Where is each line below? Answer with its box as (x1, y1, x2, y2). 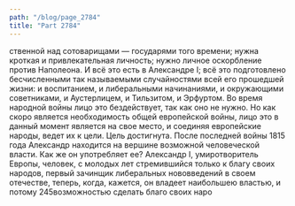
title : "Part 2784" (9, 21, 82, 30)
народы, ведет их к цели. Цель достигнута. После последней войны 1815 (9, 130, 286, 141)
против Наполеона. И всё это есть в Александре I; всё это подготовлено (9, 64, 286, 75)
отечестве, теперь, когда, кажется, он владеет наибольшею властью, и (9, 177, 281, 187)
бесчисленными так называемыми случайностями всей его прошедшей (9, 73, 284, 84)
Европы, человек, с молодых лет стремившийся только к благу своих (9, 158, 276, 169)
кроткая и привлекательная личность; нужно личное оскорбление (9, 55, 262, 65)
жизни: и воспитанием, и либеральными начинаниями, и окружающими (9, 83, 284, 94)
